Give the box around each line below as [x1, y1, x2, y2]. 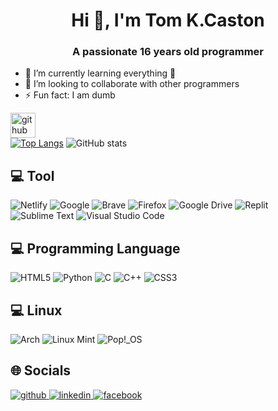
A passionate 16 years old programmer [72, 45, 264, 59]
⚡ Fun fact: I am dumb [24, 89, 116, 101]
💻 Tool [10, 167, 55, 184]
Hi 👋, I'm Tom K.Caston [71, 9, 265, 32]
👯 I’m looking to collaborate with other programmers [24, 78, 240, 90]
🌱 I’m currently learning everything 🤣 [24, 67, 177, 79]
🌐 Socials [10, 362, 72, 379]
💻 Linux [10, 302, 63, 319]
